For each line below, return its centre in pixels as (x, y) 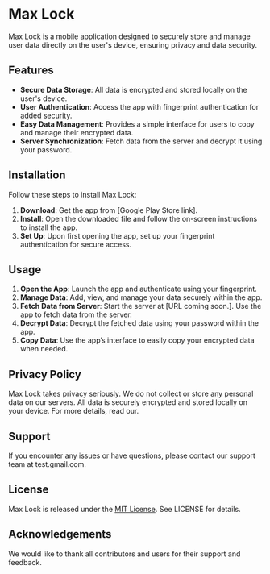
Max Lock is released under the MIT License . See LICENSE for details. (125, 509)
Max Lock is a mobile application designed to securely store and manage (130, 36)
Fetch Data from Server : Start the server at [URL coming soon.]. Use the (141, 306)
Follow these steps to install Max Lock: (73, 194)
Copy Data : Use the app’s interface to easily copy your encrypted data (137, 340)
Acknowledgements (60, 534)
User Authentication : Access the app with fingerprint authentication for (139, 106)
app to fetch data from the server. (76, 314)
